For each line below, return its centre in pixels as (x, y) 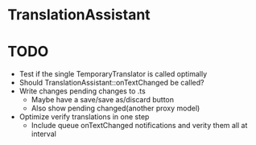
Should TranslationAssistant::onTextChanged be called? (111, 83)
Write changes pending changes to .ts (82, 91)
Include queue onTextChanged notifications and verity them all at (139, 126)
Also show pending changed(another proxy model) (116, 108)
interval (44, 134)
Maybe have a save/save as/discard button (103, 100)
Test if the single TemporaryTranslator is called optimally (113, 74)
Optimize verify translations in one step (84, 117)
